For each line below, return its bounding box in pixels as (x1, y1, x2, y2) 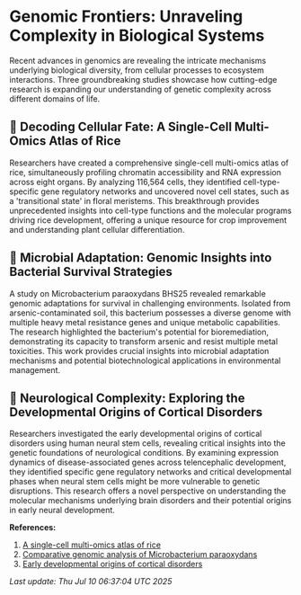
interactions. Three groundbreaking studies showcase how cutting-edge (9, 74, 278, 84)
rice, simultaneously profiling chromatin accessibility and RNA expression (9, 166, 281, 177)
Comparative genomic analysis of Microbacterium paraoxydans (22, 549, 258, 560)
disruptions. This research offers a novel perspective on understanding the (9, 485, 287, 496)
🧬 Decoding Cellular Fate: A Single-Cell (9, 120, 232, 135)
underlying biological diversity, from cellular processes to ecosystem (9, 65, 265, 75)
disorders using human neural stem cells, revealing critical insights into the (9, 438, 286, 448)
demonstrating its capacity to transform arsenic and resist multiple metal (9, 335, 279, 347)
